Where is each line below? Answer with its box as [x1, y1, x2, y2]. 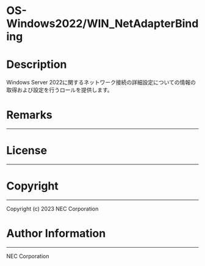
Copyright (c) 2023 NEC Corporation [6, 205, 99, 212]
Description [6, 57, 67, 72]
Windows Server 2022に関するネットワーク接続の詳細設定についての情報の [6, 79, 196, 86]
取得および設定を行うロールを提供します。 [6, 86, 113, 94]
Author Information [6, 227, 106, 240]
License [6, 144, 48, 158]
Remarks [6, 108, 53, 122]
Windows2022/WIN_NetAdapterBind [6, 17, 199, 31]
